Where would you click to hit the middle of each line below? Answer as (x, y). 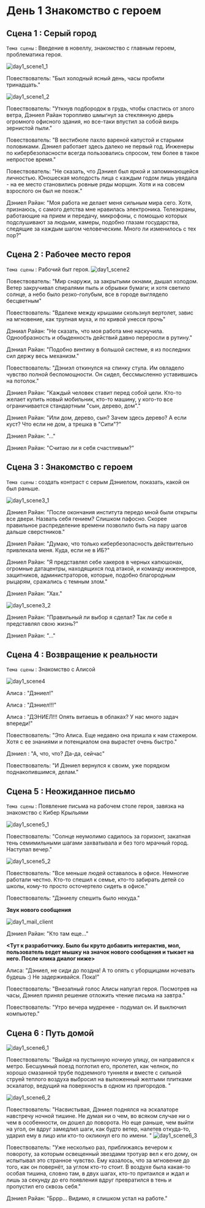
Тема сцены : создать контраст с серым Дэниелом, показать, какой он (98, 482)
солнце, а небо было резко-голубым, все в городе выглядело (87, 294)
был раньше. (23, 488)
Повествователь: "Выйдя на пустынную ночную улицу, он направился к (100, 1060)
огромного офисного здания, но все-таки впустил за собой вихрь (93, 121)
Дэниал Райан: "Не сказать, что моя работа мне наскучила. (85, 331)
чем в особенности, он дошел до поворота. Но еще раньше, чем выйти (100, 1123)
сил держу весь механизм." (43, 355)
